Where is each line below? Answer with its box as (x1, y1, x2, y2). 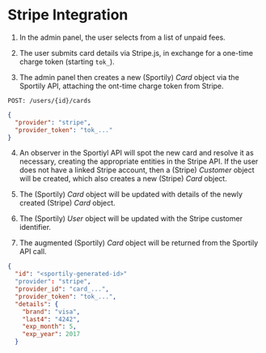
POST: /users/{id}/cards (7, 96, 91, 104)
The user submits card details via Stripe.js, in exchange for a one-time (19, 48, 254, 57)
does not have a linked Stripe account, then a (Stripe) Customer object (19, 165, 255, 175)
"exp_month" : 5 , (22, 322, 78, 331)
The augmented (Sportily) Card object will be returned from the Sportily (19, 238, 259, 248)
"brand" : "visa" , (22, 308, 81, 316)
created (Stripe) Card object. (19, 198, 116, 208)
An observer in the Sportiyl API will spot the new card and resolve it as (19, 148, 254, 158)
